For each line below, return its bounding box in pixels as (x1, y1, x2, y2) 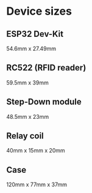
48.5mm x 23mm (6, 113, 49, 120)
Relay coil (6, 131, 44, 142)
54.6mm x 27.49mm (6, 45, 57, 52)
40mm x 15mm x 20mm (6, 147, 65, 154)
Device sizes (6, 4, 72, 18)
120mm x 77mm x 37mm (6, 181, 67, 188)
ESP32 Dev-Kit (6, 29, 64, 39)
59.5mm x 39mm (6, 78, 49, 86)
